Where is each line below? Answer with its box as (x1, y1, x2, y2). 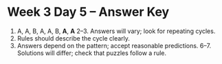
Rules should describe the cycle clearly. (16, 34, 131, 42)
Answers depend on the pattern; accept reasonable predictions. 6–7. (16, 41, 212, 50)
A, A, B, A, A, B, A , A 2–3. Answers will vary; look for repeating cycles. (16, 27, 216, 35)
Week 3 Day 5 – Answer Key (7, 4, 170, 20)
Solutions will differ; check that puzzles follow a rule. (16, 49, 167, 57)
